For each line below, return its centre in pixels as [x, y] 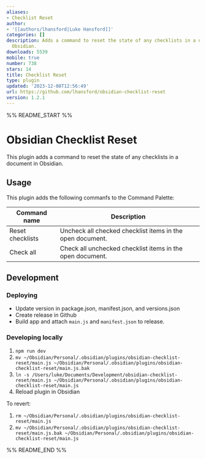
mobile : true [23, 58]
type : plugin [23, 80]
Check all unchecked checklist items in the [121, 248]
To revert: [19, 404]
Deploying [22, 295]
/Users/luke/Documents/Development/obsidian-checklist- [105, 375]
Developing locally [35, 337]
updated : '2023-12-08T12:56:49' [48, 87]
